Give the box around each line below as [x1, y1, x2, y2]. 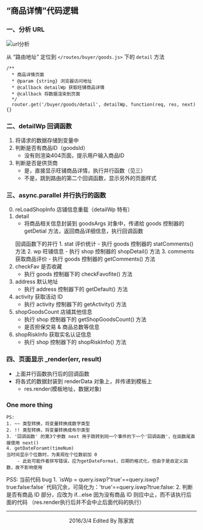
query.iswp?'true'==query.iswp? [78, 476, 159, 483]
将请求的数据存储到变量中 [14, 137, 79, 144]
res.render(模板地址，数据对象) [24, 385, 101, 392]
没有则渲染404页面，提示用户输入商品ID [24, 152, 125, 159]
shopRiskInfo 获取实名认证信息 [14, 331, 92, 338]
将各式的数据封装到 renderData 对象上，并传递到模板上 [14, 377, 152, 385]
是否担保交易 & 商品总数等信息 [24, 323, 100, 331]
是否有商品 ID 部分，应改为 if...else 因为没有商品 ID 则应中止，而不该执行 [6, 491, 187, 498]
